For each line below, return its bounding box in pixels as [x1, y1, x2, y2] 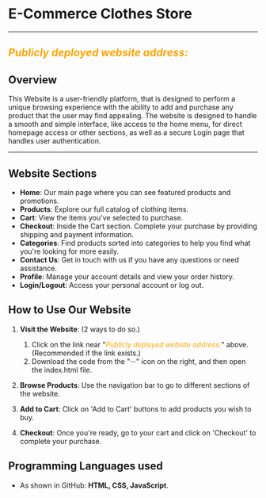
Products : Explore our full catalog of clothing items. [19, 204, 188, 214]
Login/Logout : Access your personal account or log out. [19, 280, 204, 289]
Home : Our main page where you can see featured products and [19, 187, 231, 197]
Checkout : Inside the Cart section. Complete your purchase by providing [19, 221, 257, 231]
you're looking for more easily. [19, 247, 120, 256]
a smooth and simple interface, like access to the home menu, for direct [8, 120, 243, 129]
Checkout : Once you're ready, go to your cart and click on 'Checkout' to [19, 427, 256, 437]
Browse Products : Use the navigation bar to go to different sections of [19, 380, 250, 389]
